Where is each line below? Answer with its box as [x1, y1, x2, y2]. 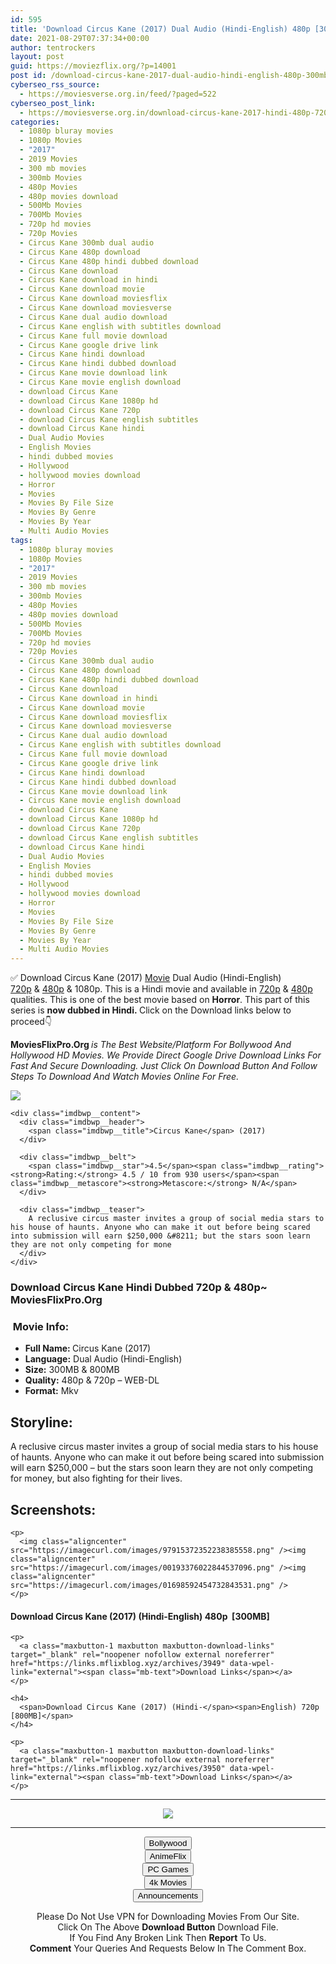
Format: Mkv [24, 1385, 79, 1397]
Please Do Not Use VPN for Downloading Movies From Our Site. [36, 1911, 300, 1923]
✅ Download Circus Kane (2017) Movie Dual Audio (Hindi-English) [10, 972, 282, 984]
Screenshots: [10, 1501, 97, 1518]
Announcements [137, 1891, 199, 1901]
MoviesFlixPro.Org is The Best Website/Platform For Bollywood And [10, 1039, 292, 1051]
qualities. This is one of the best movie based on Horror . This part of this [10, 994, 310, 1006]
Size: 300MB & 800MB [24, 1364, 120, 1376]
